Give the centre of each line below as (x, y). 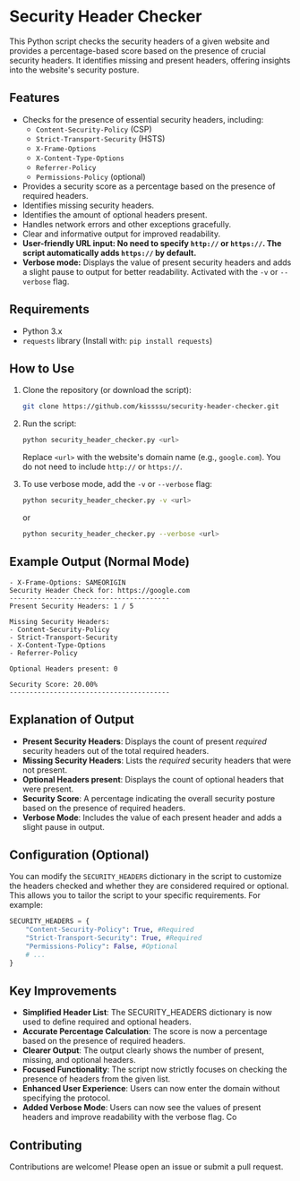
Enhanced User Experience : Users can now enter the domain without (151, 1089)
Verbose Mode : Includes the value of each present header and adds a (152, 817)
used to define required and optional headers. (107, 1022)
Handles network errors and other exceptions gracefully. (127, 224)
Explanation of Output (72, 719)
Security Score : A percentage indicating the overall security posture (149, 798)
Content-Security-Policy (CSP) (94, 129)
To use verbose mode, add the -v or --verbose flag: (117, 484)
